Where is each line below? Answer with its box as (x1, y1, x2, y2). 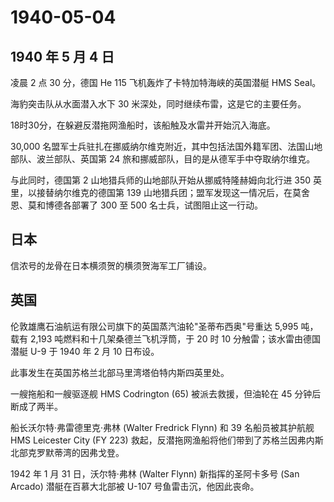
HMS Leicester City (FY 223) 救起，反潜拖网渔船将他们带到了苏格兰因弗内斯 (10, 434, 324, 446)
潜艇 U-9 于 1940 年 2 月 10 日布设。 (10, 345, 160, 357)
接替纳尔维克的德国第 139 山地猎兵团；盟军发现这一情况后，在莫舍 (36, 187, 310, 198)
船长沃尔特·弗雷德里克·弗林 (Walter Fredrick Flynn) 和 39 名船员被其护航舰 (10, 421, 315, 433)
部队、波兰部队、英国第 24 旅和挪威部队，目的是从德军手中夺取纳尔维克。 (10, 153, 316, 165)
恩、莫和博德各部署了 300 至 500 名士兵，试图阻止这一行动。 (10, 199, 264, 211)
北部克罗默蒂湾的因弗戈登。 (10, 446, 125, 458)
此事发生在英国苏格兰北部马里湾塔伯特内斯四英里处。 (10, 366, 230, 378)
